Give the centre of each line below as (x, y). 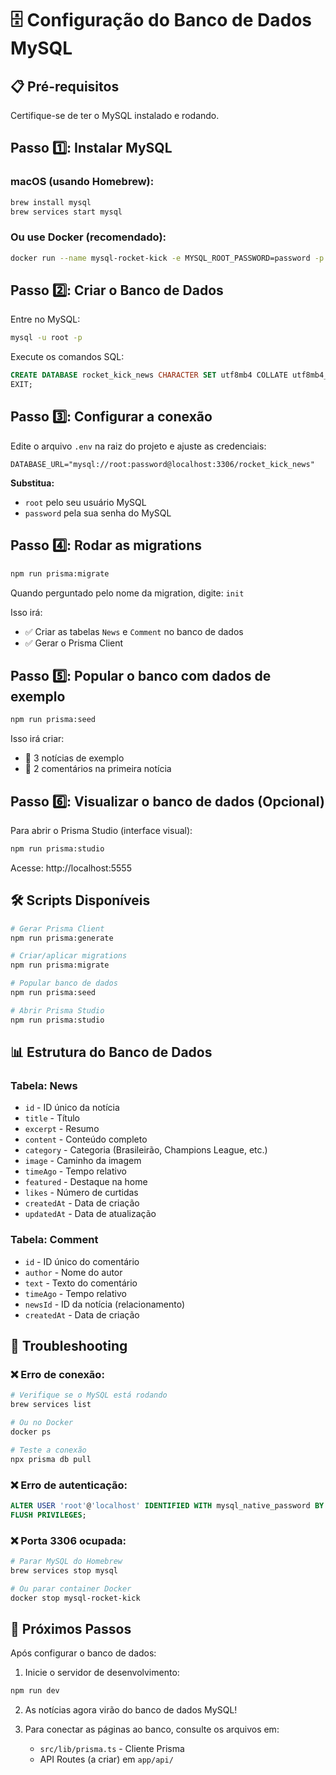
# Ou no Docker (42, 1423)
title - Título (52, 1118)
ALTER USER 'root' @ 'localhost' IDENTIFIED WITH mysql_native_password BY (167, 1505)
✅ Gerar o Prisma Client (74, 643)
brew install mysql (51, 202)
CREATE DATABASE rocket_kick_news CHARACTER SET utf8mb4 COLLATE (149, 375)
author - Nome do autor (73, 1272)
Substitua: (32, 483)
